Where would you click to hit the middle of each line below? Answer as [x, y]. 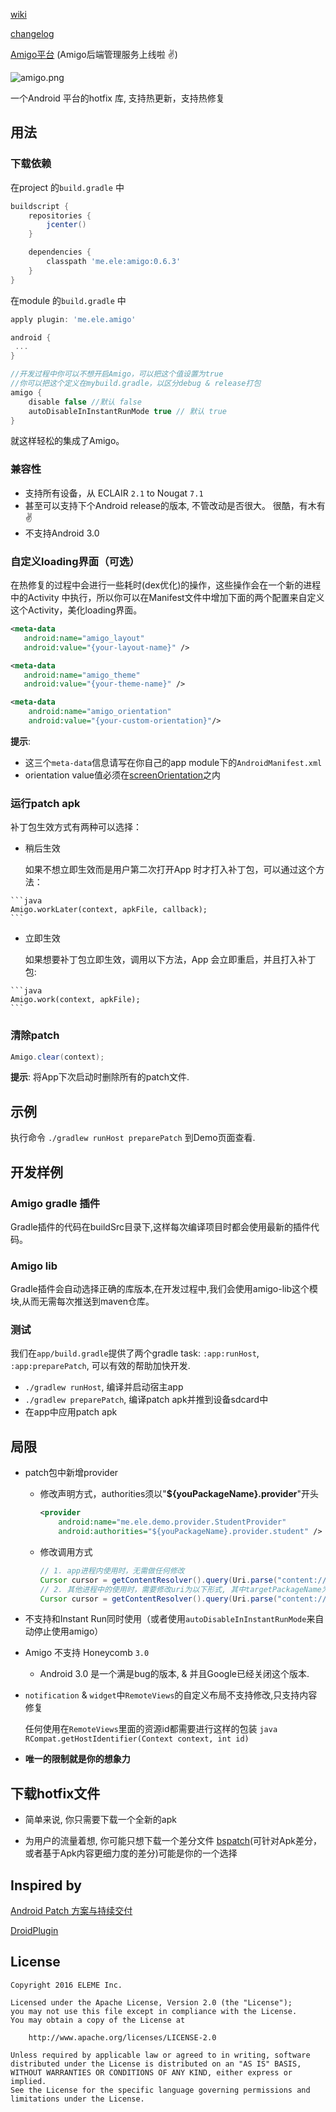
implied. [28, 2081]
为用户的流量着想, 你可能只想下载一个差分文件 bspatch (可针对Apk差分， [173, 1841]
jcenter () [66, 225]
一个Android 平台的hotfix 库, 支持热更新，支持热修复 [117, 98]
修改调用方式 [66, 1551]
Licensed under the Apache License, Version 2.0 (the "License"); [151, 2002]
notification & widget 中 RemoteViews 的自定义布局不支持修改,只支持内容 [171, 1695]
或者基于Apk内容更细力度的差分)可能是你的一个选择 [131, 1853]
